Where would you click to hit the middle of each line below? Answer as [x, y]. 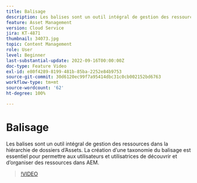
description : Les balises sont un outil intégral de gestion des [87, 17]
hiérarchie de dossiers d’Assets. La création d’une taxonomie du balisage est [98, 150]
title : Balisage [26, 11]
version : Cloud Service [35, 28]
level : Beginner [26, 55]
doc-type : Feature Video [36, 66]
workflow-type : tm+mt [33, 83]
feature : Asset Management [39, 22]
